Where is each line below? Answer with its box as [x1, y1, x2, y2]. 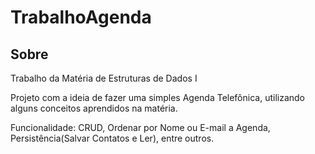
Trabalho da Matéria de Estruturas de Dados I [10, 72, 198, 84]
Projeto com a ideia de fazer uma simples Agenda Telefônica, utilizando [10, 92, 306, 103]
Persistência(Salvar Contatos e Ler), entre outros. [10, 132, 215, 144]
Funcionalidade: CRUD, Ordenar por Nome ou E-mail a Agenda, [10, 122, 271, 133]
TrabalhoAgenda [10, 6, 152, 29]
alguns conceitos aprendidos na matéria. [10, 102, 178, 114]
